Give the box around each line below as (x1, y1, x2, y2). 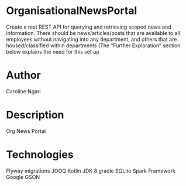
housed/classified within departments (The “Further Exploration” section (6, 42, 181, 49)
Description (6, 108, 64, 122)
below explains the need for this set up (6, 48, 99, 55)
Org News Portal (6, 127, 46, 135)
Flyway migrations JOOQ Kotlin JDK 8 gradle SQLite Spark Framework (6, 167, 175, 174)
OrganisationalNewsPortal (6, 4, 137, 17)
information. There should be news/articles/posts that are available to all (6, 29, 180, 36)
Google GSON (6, 173, 40, 180)
